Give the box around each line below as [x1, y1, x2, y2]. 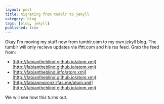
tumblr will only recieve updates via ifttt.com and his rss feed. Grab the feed [5, 44, 160, 50]
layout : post [5, 7, 32, 12]
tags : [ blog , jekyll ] [5, 21, 50, 26]
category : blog [5, 16, 37, 21]
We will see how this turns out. [5, 94, 68, 101]
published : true [5, 26, 39, 30]
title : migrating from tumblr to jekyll [5, 12, 90, 17]
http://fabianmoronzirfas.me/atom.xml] [14, 79, 93, 86]
